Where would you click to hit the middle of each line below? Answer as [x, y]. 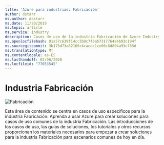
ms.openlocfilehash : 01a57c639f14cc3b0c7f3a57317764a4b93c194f [71, 41]
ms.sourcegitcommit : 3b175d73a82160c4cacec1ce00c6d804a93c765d [71, 46]
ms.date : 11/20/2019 [26, 23]
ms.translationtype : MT [29, 50]
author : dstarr [20, 14]
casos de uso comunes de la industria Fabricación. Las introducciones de [79, 122]
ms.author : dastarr [25, 19]
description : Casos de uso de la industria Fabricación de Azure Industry [83, 37]
